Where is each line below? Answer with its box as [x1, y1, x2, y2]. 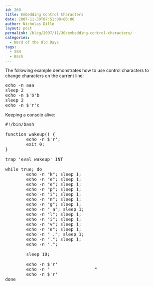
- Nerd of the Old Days [9, 40, 59, 45]
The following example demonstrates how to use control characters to [5, 67, 150, 73]
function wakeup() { [5, 131, 56, 137]
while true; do [5, 166, 42, 172]
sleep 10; [26, 251, 50, 257]
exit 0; [26, 141, 45, 147]
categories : [5, 35, 30, 40]
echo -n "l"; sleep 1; [26, 211, 82, 217]
